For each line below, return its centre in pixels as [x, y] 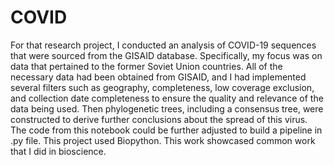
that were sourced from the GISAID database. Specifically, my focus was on [166, 55]
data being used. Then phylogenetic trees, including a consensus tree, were [167, 108]
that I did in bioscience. [58, 151]
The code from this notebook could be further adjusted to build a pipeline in [166, 130]
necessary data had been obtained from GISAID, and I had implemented [158, 77]
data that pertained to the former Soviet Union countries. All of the [146, 66]
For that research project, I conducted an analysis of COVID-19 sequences [163, 45]
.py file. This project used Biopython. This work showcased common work [163, 140]
